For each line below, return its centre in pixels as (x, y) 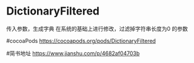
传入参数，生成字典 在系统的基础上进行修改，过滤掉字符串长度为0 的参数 (97, 28)
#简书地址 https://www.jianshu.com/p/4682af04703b (73, 53)
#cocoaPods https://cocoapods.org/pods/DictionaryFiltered (81, 41)
